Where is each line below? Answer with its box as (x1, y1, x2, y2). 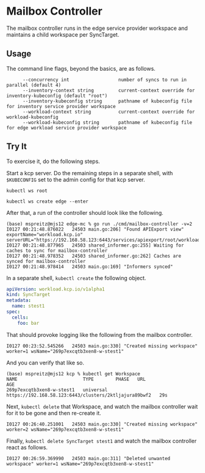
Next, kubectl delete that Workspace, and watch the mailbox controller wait (6, 403, 198, 410)
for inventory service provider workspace (6, 103, 116, 109)
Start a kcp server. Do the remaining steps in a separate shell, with (6, 169, 173, 176)
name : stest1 (12, 303, 45, 309)
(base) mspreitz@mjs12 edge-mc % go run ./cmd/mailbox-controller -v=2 (6, 221, 192, 227)
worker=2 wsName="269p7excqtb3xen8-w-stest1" (6, 426, 124, 433)
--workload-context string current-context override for (22, 109, 195, 115)
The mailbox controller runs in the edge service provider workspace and (6, 24, 188, 32)
